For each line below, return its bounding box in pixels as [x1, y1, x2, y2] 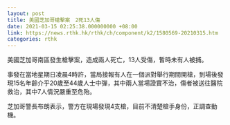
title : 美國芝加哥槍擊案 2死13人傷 [7, 17, 100, 23]
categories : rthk [7, 36, 57, 43]
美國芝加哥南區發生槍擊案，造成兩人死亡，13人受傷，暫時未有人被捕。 [7, 56, 208, 64]
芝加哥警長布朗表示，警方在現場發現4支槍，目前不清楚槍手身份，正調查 [7, 102, 212, 110]
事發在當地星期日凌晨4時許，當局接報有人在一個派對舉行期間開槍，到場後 [7, 70, 218, 79]
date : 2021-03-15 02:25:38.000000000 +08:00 [7, 23, 138, 30]
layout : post [7, 10, 45, 17]
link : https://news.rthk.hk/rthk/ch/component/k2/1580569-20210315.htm [7, 29, 218, 37]
